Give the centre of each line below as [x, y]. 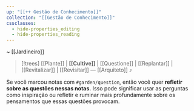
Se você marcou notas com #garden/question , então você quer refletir [95, 82]
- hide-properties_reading [46, 35]
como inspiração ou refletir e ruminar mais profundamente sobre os [91, 95]
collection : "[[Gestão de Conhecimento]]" [61, 18]
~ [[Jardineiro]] [25, 52]
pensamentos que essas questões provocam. [63, 101]
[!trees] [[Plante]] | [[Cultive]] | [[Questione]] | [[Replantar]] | [97, 64]
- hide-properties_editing [46, 29]
